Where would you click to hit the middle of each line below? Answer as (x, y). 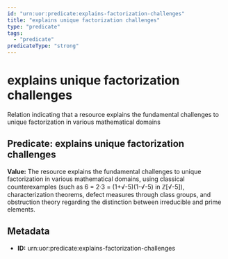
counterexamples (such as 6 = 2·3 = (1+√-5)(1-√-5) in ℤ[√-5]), (96, 187)
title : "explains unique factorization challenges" (83, 20)
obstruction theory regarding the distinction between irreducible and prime (114, 202)
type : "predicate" (34, 26)
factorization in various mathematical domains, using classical (96, 179)
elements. (22, 209)
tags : (15, 33)
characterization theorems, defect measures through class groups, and (109, 194)
